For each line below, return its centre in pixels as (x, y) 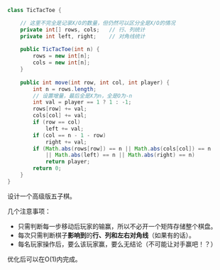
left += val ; (64, 129)
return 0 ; (47, 168)
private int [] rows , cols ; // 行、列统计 (83, 29)
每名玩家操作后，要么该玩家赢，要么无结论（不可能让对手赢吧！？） (117, 244)
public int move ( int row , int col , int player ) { (95, 82)
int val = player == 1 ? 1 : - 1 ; (82, 102)
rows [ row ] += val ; (60, 109)
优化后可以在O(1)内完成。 (44, 259)
